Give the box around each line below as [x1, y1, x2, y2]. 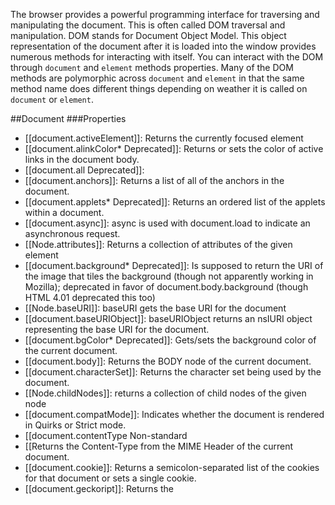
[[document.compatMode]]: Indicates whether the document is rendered [24, 409, 325, 420]
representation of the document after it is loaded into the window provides [10, 40, 317, 52]
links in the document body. [24, 154, 140, 165]
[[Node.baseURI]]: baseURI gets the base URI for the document [24, 302, 287, 314]
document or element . [10, 94, 94, 105]
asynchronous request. [24, 228, 121, 239]
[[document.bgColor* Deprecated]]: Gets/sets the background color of [24, 334, 317, 346]
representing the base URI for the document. [24, 324, 210, 335]
